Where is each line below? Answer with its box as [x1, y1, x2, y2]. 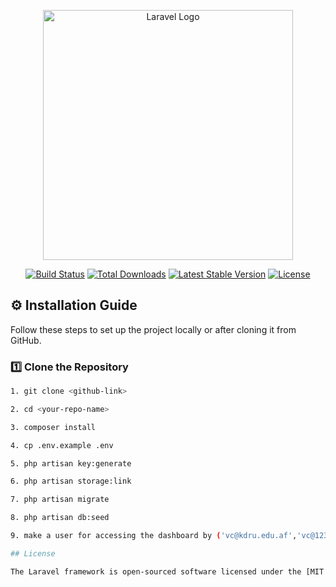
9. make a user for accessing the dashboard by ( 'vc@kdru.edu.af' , [10, 531, 298, 541]
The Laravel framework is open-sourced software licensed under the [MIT [10, 566, 325, 577]
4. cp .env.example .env [10, 440, 114, 450]
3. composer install [10, 422, 97, 432]
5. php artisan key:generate [10, 458, 132, 469]
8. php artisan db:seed [10, 513, 110, 523]
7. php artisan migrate [10, 495, 110, 505]
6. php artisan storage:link [10, 476, 132, 487]
